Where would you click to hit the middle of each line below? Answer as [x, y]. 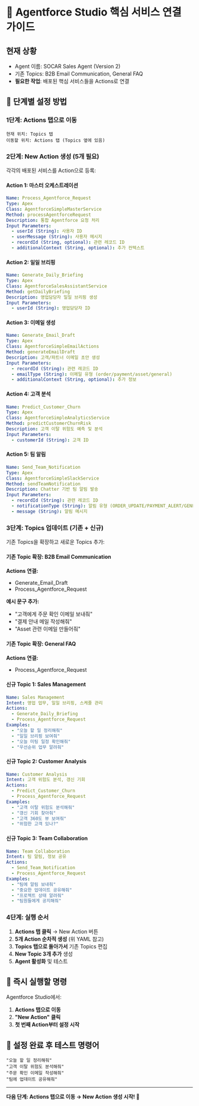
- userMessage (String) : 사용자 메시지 [57, 237]
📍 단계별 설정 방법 [36, 102]
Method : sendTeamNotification [44, 484]
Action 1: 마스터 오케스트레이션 [42, 185]
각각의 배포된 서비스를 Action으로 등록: [51, 170]
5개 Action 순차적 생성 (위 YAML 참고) [59, 939]
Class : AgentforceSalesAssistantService [57, 286]
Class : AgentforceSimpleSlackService [53, 478]
